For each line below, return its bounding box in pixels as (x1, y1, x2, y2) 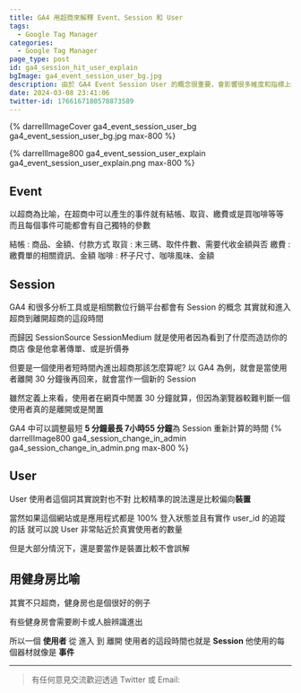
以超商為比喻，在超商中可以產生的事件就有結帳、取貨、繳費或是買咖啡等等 (9, 208, 284, 220)
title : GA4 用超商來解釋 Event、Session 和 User (9, 13, 184, 22)
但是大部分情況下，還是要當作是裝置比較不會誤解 (9, 542, 190, 553)
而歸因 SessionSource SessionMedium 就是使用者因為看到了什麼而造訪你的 (9, 332, 288, 342)
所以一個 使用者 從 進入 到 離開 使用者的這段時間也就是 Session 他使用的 (9, 635, 278, 646)
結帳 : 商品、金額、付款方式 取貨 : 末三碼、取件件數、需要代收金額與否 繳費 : (9, 239, 291, 250)
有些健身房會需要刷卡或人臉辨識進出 (9, 616, 143, 627)
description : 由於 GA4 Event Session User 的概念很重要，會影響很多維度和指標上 (9, 80, 291, 89)
